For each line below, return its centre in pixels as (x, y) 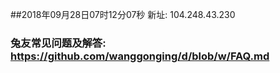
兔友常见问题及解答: (58, 43)
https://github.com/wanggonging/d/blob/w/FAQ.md (140, 56)
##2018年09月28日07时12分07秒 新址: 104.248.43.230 (123, 14)
